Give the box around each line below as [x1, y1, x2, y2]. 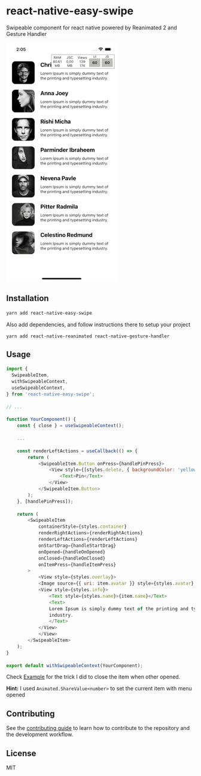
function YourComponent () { [6, 416, 77, 422]
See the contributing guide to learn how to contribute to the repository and [6, 725, 190, 732]
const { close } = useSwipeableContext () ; [17, 423, 124, 429]
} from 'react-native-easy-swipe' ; [6, 391, 95, 397]
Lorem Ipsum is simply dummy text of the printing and [48, 605, 188, 611]
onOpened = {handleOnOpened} [38, 549, 106, 555]
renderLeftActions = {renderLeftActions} [38, 537, 138, 543]
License [6, 748, 36, 758]
